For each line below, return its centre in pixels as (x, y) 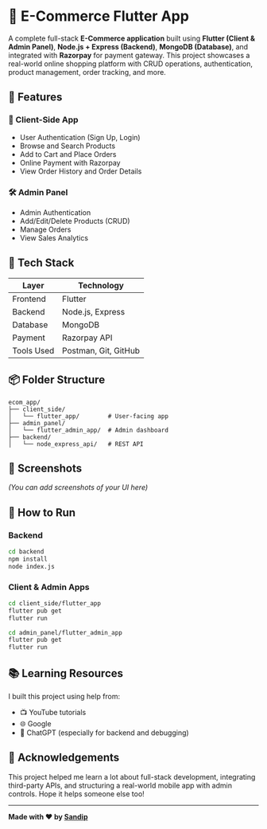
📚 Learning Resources (66, 673)
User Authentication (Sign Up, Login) (80, 137)
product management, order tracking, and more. (87, 72)
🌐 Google (35, 724)
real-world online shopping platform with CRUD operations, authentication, (130, 64)
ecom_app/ (25, 402)
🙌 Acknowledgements (64, 758)
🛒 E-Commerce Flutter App (99, 16)
